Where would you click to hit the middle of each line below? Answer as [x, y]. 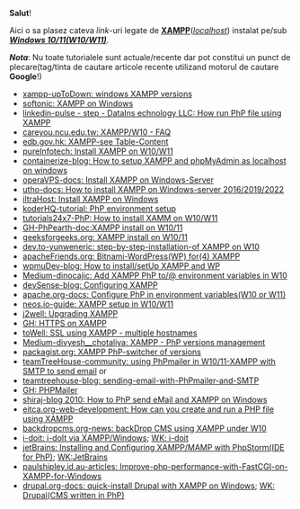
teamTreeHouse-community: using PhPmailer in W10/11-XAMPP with [149, 362]
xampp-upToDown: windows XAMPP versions [107, 94]
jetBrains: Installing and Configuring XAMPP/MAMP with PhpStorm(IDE [153, 447]
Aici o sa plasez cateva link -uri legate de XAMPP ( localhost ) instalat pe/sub [148, 30]
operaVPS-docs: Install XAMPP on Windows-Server [118, 180]
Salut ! [20, 13]
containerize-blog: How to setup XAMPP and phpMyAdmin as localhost [154, 161]
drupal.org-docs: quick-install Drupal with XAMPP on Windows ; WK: [149, 486]
